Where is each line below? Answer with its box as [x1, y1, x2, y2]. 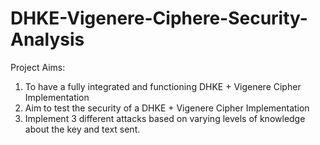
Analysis [10, 28, 85, 51]
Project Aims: [10, 61, 66, 73]
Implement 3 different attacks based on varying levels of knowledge [24, 112, 306, 124]
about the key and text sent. [24, 123, 141, 135]
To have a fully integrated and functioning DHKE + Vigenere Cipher [24, 80, 302, 92]
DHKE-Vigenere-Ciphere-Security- [10, 7, 308, 30]
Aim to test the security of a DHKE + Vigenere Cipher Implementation [24, 102, 310, 114]
